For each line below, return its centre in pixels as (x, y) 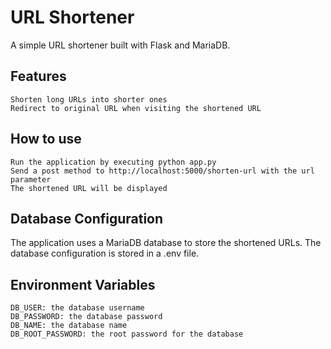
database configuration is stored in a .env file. (105, 253)
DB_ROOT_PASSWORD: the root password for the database (127, 334)
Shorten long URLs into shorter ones (89, 99)
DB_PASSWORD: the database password (86, 317)
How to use (46, 139)
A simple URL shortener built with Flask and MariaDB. (120, 45)
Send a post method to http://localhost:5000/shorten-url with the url (162, 171)
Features (38, 76)
